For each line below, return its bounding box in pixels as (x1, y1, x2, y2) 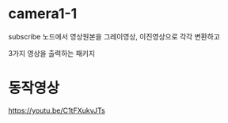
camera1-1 (8, 5, 78, 23)
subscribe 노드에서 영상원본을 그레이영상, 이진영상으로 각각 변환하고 (8, 32, 220, 41)
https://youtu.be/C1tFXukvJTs (8, 106, 105, 115)
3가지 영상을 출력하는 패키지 (8, 48, 96, 58)
